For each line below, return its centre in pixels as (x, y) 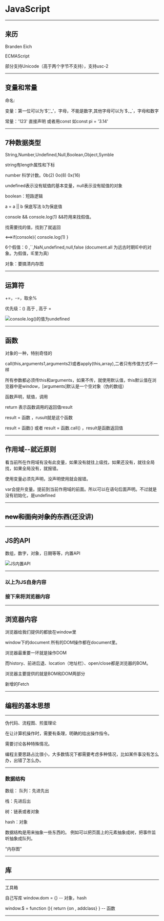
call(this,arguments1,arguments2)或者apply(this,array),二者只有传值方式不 (79, 363)
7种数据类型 (23, 142)
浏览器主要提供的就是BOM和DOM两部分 (45, 674)
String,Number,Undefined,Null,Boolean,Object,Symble (60, 155)
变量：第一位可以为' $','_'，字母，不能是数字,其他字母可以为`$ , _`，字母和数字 (82, 111)
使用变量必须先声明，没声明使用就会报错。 (48, 478)
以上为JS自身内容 (26, 582)
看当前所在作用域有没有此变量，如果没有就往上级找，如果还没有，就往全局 (80, 462)
